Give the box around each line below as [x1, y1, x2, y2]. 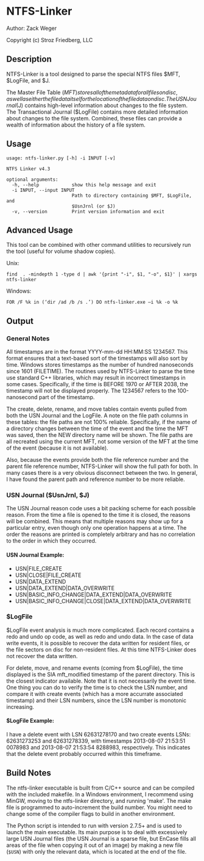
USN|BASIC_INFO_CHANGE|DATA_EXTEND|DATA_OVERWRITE [15, 591, 172, 598]
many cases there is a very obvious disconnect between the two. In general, [6, 469, 198, 477]
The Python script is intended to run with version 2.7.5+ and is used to [6, 822, 182, 829]
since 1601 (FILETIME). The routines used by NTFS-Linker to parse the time [6, 368, 195, 375]
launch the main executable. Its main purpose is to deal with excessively [6, 828, 188, 835]
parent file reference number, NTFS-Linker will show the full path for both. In [6, 463, 199, 470]
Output [6, 316, 33, 326]
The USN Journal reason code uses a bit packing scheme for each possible [6, 505, 196, 512]
